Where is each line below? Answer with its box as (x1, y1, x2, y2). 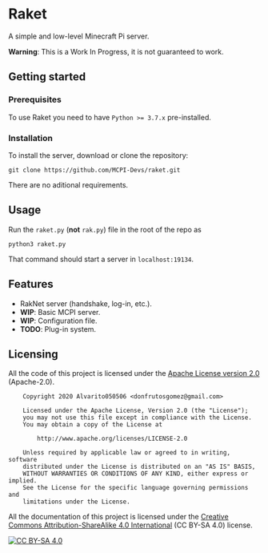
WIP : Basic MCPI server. (19, 307, 101, 317)
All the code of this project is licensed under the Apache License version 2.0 (8, 369, 260, 378)
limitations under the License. (22, 498, 130, 506)
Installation (8, 132, 54, 143)
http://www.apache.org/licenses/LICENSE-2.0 (37, 434, 188, 443)
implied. (8, 477, 38, 485)
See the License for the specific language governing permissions (22, 484, 249, 492)
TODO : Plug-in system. (19, 324, 97, 333)
